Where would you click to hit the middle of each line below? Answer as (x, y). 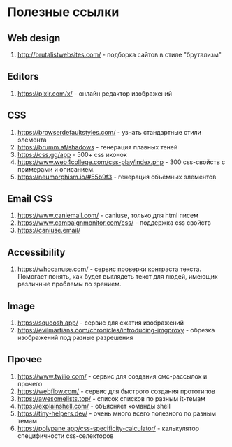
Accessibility (36, 252)
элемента (32, 140)
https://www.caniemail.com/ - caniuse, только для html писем (108, 215)
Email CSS (30, 199)
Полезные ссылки (63, 12)
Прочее (25, 359)
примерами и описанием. (56, 169)
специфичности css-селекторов (65, 435)
